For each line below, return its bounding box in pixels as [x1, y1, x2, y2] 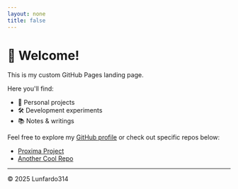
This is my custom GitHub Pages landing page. [7, 71, 144, 79]
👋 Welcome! [7, 47, 80, 64]
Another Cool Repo [17, 154, 74, 163]
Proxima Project [17, 147, 64, 156]
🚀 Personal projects [17, 98, 75, 107]
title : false [7, 17, 46, 24]
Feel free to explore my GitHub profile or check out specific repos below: [7, 133, 220, 142]
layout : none [7, 10, 46, 18]
